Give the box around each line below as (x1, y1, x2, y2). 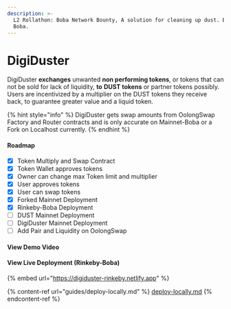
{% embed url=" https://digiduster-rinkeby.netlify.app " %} (7, 274, 170, 282)
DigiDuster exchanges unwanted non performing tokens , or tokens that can (7, 75, 224, 83)
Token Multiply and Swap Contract (16, 157, 115, 165)
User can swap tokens (16, 188, 81, 196)
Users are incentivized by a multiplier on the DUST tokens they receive (7, 90, 208, 99)
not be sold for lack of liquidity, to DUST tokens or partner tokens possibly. (7, 83, 220, 91)
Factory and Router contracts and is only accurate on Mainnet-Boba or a (7, 118, 212, 126)
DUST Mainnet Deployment (16, 211, 95, 219)
